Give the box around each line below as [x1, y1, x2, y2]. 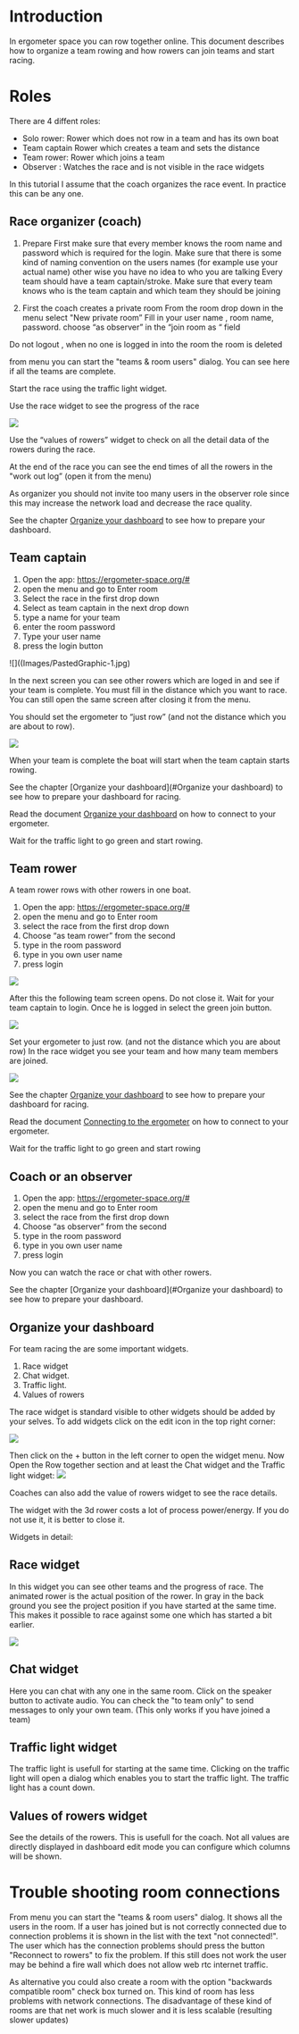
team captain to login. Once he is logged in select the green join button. [9, 1002, 272, 1013]
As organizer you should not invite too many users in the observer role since [9, 488, 290, 498]
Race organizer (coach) [9, 214, 143, 230]
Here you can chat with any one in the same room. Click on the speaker [9, 1686, 272, 1696]
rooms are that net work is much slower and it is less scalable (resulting [9, 2005, 272, 2016]
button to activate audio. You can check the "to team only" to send [9, 1695, 254, 1705]
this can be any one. [9, 188, 85, 198]
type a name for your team [21, 612, 120, 623]
